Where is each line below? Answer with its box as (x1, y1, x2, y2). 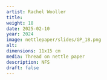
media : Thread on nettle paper (6, 54, 85, 60)
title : (6, 14, 23, 20)
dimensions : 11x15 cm (6, 48, 61, 54)
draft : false (6, 64, 39, 71)
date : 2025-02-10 (6, 25, 50, 32)
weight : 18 (6, 20, 34, 26)
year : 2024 (6, 31, 34, 37)
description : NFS (6, 59, 50, 65)
